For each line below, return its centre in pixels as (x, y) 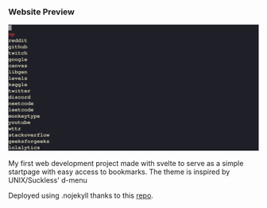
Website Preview (42, 12)
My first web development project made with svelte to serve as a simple (126, 163)
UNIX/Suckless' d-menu (48, 180)
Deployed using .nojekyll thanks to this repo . (81, 195)
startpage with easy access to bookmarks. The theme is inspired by (119, 172)
